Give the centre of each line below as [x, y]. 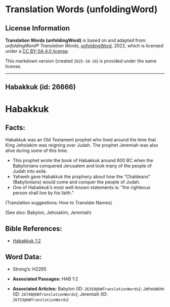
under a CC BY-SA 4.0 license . [37, 51]
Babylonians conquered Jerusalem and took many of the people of [82, 166]
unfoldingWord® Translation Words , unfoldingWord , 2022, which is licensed [84, 46]
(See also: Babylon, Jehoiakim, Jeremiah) [49, 212]
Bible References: [34, 228]
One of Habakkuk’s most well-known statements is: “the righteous [81, 188]
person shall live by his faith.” [43, 193]
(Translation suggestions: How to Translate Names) [59, 203]
